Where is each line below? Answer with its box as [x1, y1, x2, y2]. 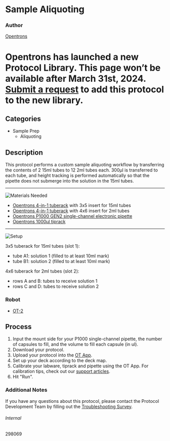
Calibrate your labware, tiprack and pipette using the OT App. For [12, 363, 149, 369]
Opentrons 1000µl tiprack [12, 219, 66, 225]
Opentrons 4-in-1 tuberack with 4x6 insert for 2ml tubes [12, 208, 130, 214]
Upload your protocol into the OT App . [12, 352, 93, 358]
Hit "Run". [12, 374, 33, 380]
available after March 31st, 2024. [5, 73, 146, 84]
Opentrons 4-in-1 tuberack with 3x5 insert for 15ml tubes [12, 202, 132, 209]
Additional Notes [5, 387, 48, 394]
